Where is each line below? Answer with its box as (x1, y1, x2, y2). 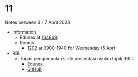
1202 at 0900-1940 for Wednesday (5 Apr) (27, 45, 116, 51)
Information (12, 29, 36, 35)
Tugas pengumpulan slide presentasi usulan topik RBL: (19, 55, 133, 61)
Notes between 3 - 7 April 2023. (5, 19, 72, 25)
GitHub (27, 66, 42, 72)
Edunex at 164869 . (19, 34, 59, 40)
